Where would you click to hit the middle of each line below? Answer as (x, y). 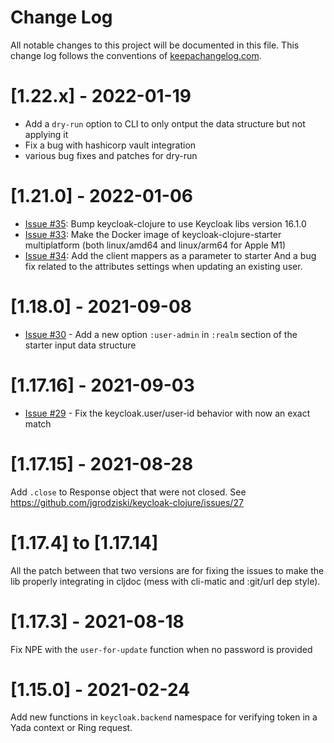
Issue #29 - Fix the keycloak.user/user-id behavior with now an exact (167, 413)
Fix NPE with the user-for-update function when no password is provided (161, 649)
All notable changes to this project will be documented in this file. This (155, 45)
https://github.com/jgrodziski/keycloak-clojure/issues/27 (127, 502)
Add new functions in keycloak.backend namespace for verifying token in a (164, 717)
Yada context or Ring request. (71, 728)
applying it (46, 134)
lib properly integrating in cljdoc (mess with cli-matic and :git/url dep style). (165, 581)
